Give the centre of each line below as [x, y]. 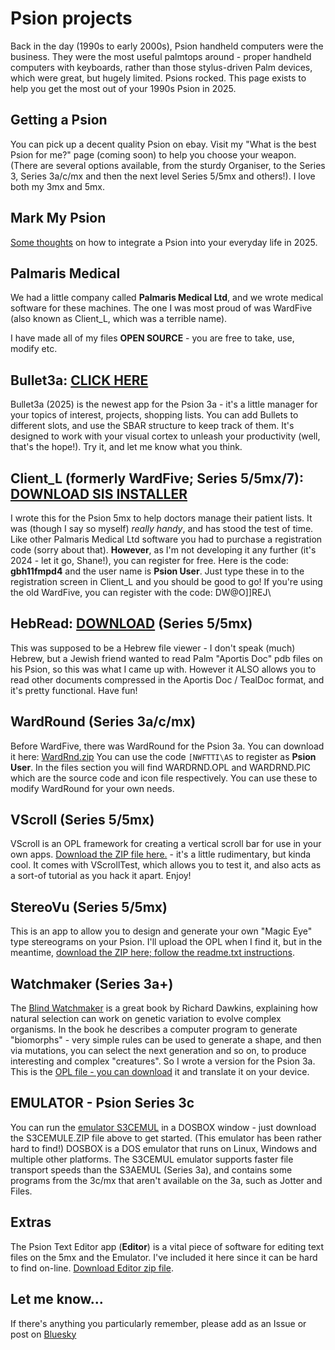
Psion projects [71, 18]
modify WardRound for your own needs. [92, 788]
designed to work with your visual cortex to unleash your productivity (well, [165, 436]
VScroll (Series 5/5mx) [82, 820]
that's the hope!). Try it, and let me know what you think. [126, 447]
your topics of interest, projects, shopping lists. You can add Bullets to [154, 415]
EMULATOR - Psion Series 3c [102, 1103]
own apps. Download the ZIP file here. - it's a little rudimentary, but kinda [161, 854]
